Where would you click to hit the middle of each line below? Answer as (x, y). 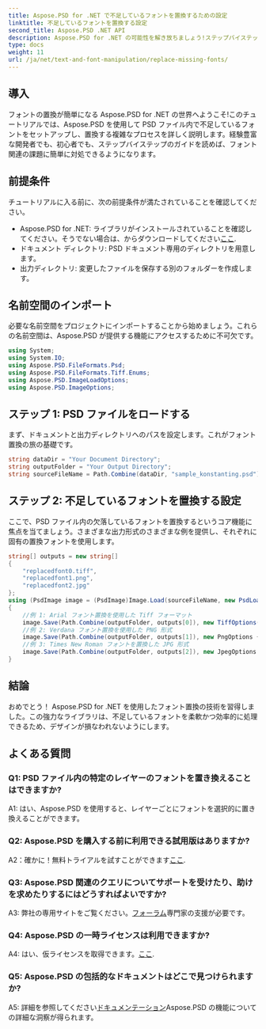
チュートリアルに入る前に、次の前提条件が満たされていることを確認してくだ (133, 202)
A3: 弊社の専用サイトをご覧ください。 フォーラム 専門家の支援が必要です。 (129, 913)
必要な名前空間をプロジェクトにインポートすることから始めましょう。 (123, 326)
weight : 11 (26, 52)
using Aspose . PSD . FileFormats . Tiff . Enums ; (79, 373)
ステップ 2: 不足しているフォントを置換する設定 (125, 501)
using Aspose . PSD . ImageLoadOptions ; (68, 380)
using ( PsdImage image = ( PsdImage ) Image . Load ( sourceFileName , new (122, 601)
